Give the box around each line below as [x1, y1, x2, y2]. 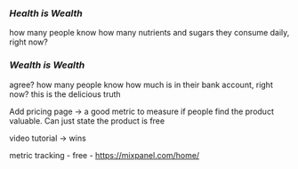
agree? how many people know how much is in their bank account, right [9, 79, 273, 90]
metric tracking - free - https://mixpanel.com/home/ [9, 149, 200, 160]
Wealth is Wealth [9, 59, 85, 71]
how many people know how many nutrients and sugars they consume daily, [9, 28, 290, 38]
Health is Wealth [9, 7, 83, 20]
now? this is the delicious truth [9, 88, 122, 100]
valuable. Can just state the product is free [9, 115, 165, 126]
